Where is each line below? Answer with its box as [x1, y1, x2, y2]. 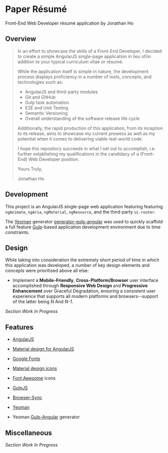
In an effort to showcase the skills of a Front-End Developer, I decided [17, 48, 162, 54]
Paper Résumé [5, 4, 67, 15]
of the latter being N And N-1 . [12, 298, 74, 305]
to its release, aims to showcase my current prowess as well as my [17, 130, 155, 136]
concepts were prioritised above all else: [5, 267, 89, 274]
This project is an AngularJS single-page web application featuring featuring [5, 203, 163, 209]
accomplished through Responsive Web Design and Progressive [12, 282, 148, 289]
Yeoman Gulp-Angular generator [12, 414, 80, 420]
